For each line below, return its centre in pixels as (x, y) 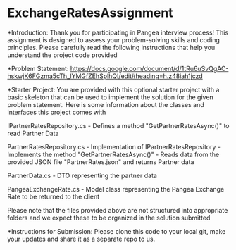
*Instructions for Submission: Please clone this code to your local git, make (117, 231)
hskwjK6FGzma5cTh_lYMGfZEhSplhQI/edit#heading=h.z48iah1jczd (105, 76)
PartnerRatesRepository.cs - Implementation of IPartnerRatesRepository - (114, 146)
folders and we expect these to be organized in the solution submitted (109, 218)
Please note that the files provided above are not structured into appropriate (118, 210)
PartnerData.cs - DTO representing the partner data (82, 175)
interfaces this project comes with (57, 112)
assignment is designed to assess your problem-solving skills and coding (114, 39)
